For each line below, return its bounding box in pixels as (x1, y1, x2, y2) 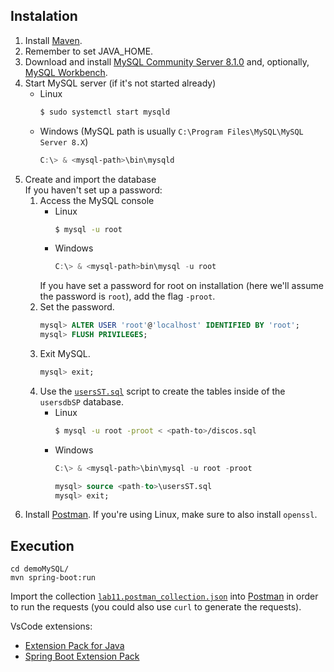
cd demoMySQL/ (10, 564, 70, 574)
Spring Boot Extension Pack (24, 650, 140, 663)
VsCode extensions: (10, 620, 93, 633)
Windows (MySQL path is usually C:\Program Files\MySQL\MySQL (39, 125, 304, 137)
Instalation (10, 8, 78, 25)
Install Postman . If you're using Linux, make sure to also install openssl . (24, 509, 318, 521)
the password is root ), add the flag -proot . (39, 290, 216, 303)
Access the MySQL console (39, 194, 155, 206)
